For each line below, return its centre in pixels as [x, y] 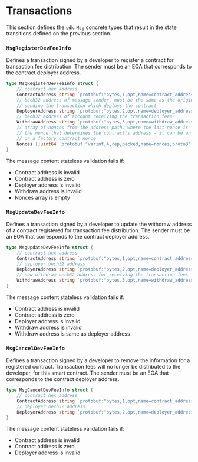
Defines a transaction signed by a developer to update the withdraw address [99, 224]
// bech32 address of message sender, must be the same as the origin [105, 100]
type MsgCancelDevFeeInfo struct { [50, 390]
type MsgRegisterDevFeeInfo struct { [52, 84]
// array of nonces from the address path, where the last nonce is [103, 128]
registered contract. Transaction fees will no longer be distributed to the [93, 367]
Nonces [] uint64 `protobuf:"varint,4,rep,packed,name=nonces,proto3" [104, 144]
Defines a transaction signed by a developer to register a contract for [90, 60]
